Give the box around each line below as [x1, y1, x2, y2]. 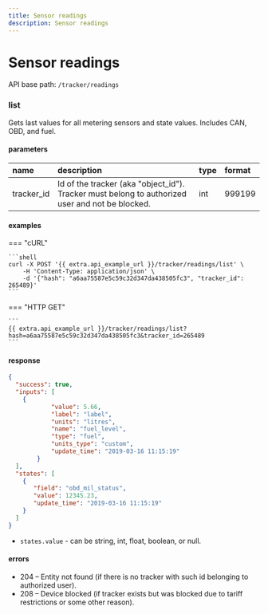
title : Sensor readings [8, 11, 88, 20]
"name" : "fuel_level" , [50, 425, 127, 433]
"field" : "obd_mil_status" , [33, 484, 127, 493]
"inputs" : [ [15, 388, 56, 396]
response [8, 356, 41, 365]
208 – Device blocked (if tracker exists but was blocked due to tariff [19, 588, 243, 598]
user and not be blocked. [57, 198, 152, 209]
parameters [8, 144, 48, 154]
